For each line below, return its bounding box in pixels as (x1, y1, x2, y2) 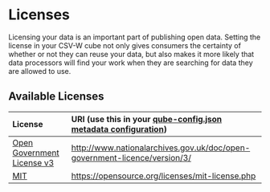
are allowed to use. (8, 66, 72, 76)
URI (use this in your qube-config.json (71, 113, 223, 125)
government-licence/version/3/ (71, 152, 191, 163)
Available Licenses (8, 90, 104, 104)
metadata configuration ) (71, 123, 167, 134)
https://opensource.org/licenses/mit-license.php (71, 170, 256, 182)
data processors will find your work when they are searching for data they (8, 58, 253, 67)
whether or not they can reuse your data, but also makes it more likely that (8, 49, 255, 59)
